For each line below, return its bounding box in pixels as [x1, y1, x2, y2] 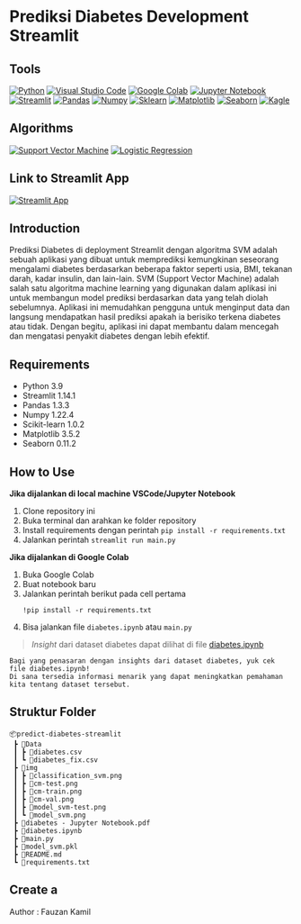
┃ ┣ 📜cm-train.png [13, 786, 83, 796]
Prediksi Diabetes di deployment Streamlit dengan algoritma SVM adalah [9, 245, 279, 256]
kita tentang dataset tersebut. [9, 680, 130, 690]
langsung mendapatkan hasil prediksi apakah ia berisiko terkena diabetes [9, 312, 281, 322]
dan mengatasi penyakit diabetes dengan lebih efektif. [9, 331, 210, 341]
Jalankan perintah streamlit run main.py [22, 534, 176, 546]
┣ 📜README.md [13, 849, 63, 859]
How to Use [9, 464, 75, 479]
